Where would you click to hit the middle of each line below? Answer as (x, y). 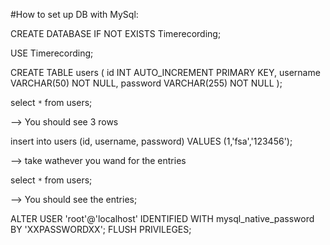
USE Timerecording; (52, 53)
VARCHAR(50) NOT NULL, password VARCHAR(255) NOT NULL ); (146, 83)
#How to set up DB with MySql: (74, 14)
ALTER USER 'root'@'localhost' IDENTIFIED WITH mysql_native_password (162, 218)
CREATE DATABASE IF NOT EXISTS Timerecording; (116, 33)
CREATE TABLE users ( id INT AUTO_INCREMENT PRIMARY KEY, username (165, 72)
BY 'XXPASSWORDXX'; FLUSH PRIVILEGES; (101, 229)
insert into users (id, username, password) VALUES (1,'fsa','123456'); (151, 141)
